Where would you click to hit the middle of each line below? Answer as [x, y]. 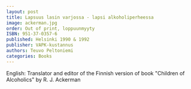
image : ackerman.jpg [32, 23]
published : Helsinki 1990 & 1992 [48, 39]
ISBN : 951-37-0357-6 [32, 34]
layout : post [22, 12]
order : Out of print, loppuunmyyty [51, 28]
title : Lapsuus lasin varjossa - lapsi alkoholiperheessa [80, 17]
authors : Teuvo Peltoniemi [40, 51]
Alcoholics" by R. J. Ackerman [43, 79]
